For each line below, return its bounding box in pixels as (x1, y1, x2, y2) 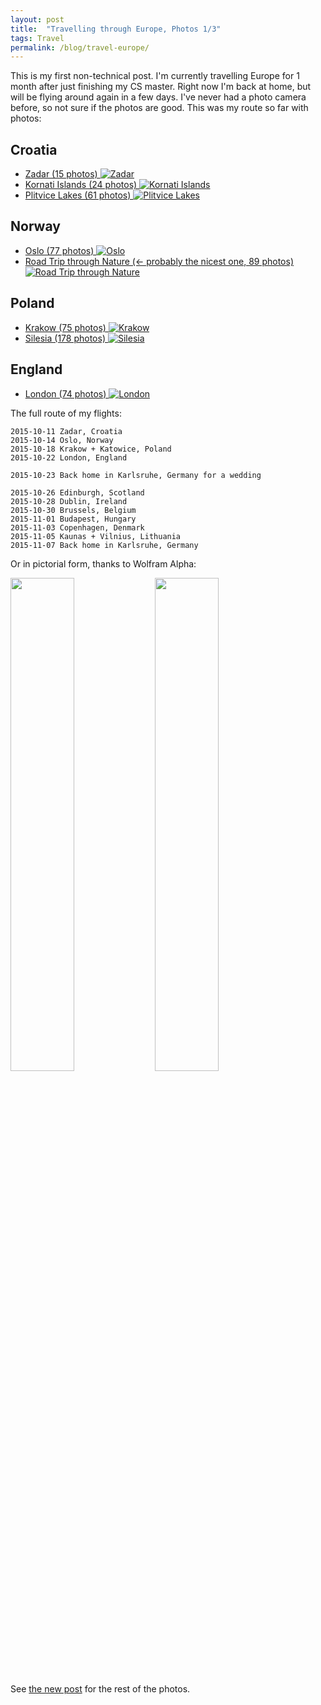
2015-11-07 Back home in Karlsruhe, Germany (10, 540, 199, 550)
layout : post (10, 14, 65, 25)
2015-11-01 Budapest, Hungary (10, 514, 137, 524)
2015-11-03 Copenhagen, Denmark (10, 522, 145, 533)
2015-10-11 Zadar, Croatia (10, 426, 123, 436)
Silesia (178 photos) (24, 332, 107, 344)
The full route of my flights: (10, 407, 122, 419)
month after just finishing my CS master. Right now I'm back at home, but (10, 81, 312, 93)
